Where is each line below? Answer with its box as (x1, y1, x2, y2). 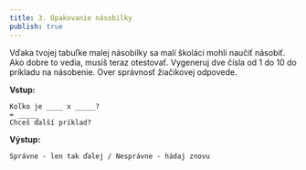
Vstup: (9, 84, 37, 95)
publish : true (9, 22, 64, 31)
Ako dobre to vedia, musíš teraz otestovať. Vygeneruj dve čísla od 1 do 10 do (9, 57, 297, 68)
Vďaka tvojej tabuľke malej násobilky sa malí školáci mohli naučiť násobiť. (9, 47, 286, 58)
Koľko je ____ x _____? (9, 101, 100, 111)
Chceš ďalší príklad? (9, 118, 92, 127)
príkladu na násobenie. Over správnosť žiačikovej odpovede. (9, 66, 237, 78)
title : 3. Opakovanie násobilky (9, 13, 132, 23)
